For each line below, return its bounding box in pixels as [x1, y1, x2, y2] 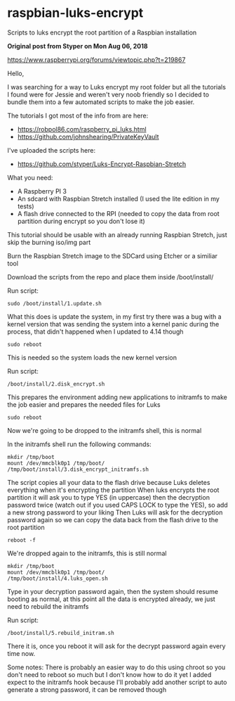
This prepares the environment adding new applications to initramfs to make [7, 393, 228, 401]
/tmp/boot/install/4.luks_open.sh [7, 575, 109, 582]
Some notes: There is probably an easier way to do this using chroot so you [7, 663, 226, 671]
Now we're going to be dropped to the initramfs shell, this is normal [7, 426, 202, 434]
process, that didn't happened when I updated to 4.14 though [7, 327, 184, 336]
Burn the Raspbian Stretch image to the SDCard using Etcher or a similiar [7, 251, 218, 260]
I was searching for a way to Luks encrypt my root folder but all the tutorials [7, 82, 227, 91]
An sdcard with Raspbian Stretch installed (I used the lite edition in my [17, 194, 220, 203]
